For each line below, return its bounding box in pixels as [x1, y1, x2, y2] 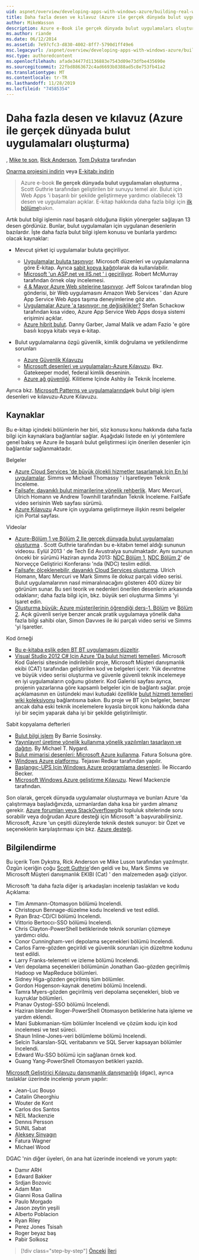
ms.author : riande [6, 31, 52, 37]
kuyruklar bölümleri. [14, 994, 64, 1002]
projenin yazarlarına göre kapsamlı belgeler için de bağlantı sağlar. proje [14, 684, 191, 691]
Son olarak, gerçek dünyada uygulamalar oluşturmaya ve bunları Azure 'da [6, 794, 188, 801]
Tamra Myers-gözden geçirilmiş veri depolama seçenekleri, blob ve [14, 988, 179, 996]
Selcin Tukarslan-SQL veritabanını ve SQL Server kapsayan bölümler [14, 1039, 182, 1046]
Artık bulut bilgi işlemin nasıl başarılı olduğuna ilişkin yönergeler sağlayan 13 [6, 216, 191, 223]
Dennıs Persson [14, 1118, 54, 1125]
